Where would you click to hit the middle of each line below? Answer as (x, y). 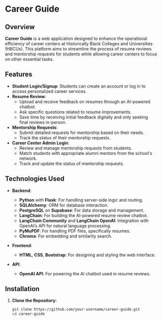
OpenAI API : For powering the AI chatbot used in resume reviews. (85, 273)
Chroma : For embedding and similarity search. (66, 236)
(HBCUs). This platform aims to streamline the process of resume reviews (78, 49)
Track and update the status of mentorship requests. (72, 163)
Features (19, 75)
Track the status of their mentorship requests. (65, 137)
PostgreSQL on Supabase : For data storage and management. (82, 210)
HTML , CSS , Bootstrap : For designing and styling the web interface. (87, 255)
